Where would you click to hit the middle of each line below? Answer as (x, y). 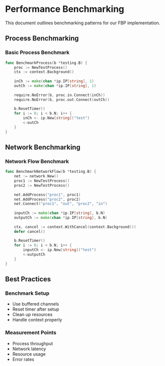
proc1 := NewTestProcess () (42, 181)
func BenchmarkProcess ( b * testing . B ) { (46, 63)
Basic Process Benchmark (37, 52)
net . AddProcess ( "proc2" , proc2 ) (47, 199)
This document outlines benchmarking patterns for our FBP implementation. (83, 23)
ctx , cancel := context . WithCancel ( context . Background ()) (75, 227)
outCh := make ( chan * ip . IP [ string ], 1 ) (55, 86)
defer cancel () (30, 231)
